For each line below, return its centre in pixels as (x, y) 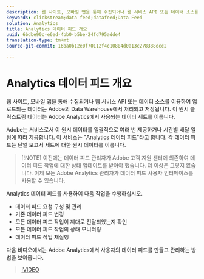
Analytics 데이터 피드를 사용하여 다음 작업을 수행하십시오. (74, 193)
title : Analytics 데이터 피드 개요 (47, 29)
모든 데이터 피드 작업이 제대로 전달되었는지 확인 (71, 221)
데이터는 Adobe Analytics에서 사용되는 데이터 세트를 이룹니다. (101, 116)
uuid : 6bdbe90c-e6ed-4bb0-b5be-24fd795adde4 (63, 35)
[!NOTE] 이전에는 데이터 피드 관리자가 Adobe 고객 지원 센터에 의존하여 (105, 157)
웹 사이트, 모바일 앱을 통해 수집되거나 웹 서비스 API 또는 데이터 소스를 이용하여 (99, 101)
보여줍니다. (31, 257)
